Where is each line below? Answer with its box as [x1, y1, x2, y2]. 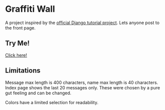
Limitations [5, 66, 41, 75]
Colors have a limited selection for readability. [5, 99, 99, 105]
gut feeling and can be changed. [5, 90, 72, 96]
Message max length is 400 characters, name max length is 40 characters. [5, 80, 159, 85]
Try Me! [5, 39, 30, 48]
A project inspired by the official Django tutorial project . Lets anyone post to [5, 20, 160, 26]
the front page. [5, 25, 36, 30]
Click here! [5, 52, 27, 58]
